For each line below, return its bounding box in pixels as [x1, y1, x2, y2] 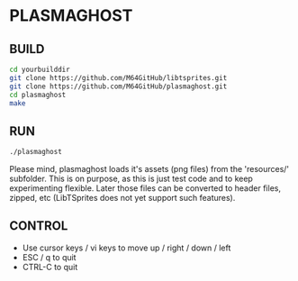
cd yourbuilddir [9, 65, 70, 74]
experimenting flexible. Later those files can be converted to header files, [9, 183, 282, 194]
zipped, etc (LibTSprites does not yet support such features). [9, 193, 236, 204]
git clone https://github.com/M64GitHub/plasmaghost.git [9, 82, 228, 91]
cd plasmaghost [9, 90, 67, 99]
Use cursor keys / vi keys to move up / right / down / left [22, 242, 231, 253]
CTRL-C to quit [22, 261, 78, 272]
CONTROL [9, 218, 68, 234]
